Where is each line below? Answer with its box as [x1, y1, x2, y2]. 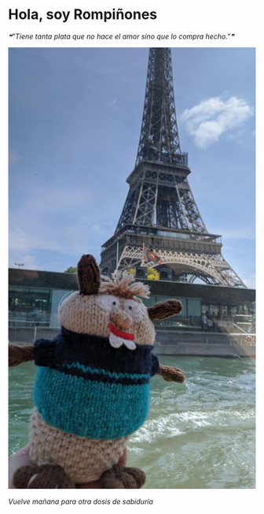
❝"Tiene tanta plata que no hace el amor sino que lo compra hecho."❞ [8, 32, 234, 41]
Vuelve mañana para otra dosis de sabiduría [8, 497, 153, 506]
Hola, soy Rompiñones [8, 6, 158, 24]
